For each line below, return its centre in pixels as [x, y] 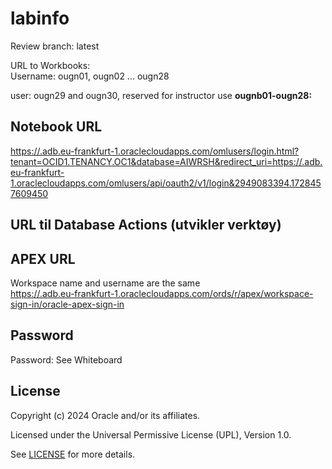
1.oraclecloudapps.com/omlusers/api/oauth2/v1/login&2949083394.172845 [166, 183]
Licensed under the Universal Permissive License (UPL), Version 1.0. [151, 434]
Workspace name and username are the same [105, 283]
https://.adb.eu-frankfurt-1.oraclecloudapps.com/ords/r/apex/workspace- [162, 293]
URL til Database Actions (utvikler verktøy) [146, 225]
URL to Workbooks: [50, 65]
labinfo [40, 18]
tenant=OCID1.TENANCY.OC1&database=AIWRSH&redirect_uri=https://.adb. [166, 161]
